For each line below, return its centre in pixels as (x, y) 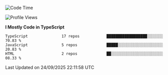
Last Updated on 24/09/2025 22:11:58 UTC (50, 67)
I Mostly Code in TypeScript (35, 27)
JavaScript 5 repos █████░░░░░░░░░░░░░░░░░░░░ (84, 45)
